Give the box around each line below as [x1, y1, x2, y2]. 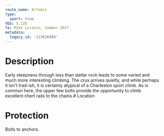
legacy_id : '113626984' [9, 35, 58, 40]
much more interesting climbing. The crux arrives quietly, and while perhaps [5, 77, 160, 83]
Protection [5, 110, 49, 121]
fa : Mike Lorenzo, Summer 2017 [5, 26, 69, 30]
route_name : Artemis [5, 7, 48, 12]
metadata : [5, 30, 26, 35]
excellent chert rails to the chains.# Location [5, 93, 95, 99]
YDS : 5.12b [5, 21, 27, 26]
